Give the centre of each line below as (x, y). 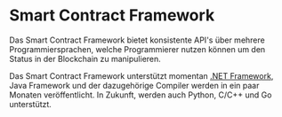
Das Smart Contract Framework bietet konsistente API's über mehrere (137, 40)
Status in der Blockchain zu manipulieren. (85, 58)
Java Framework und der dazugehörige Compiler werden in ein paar (134, 85)
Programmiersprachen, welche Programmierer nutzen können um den (137, 49)
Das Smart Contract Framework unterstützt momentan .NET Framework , (141, 75)
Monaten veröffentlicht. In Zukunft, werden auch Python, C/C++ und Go (141, 95)
